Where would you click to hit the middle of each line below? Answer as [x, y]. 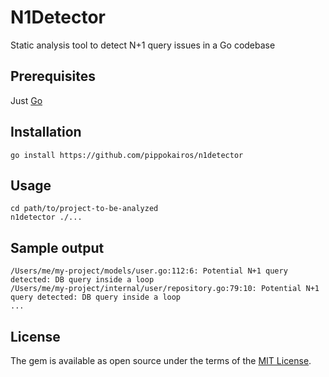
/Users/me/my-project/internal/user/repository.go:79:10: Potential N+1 [165, 289]
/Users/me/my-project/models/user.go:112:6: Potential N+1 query [149, 271]
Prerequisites [53, 76]
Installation [46, 132]
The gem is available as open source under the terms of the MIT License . [161, 360]
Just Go [26, 100]
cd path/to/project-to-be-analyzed [84, 209]
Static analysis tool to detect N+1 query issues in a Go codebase [143, 45]
